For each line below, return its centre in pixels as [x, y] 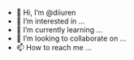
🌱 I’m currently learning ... [59, 30]
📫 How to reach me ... [54, 47]
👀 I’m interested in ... [50, 21]
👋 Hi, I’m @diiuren [46, 13]
